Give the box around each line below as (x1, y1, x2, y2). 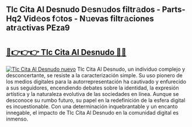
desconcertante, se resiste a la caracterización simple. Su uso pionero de (6, 72, 183, 78)
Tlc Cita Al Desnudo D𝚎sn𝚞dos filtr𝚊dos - (6, 5, 160, 15)
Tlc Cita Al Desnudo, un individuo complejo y (76, 66, 186, 73)
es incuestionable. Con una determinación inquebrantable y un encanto (6, 103, 178, 110)
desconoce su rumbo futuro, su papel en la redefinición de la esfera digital (6, 97, 186, 104)
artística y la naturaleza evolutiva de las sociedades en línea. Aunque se (6, 91, 179, 97)
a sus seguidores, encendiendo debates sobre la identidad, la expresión (6, 84, 179, 91)
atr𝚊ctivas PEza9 (6, 23, 70, 33)
